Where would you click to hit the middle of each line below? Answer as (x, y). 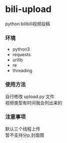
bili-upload (28, 9)
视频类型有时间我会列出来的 (34, 103)
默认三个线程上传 (23, 128)
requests (21, 55)
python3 (21, 49)
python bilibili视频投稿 (28, 24)
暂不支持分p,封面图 (25, 135)
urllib (18, 60)
